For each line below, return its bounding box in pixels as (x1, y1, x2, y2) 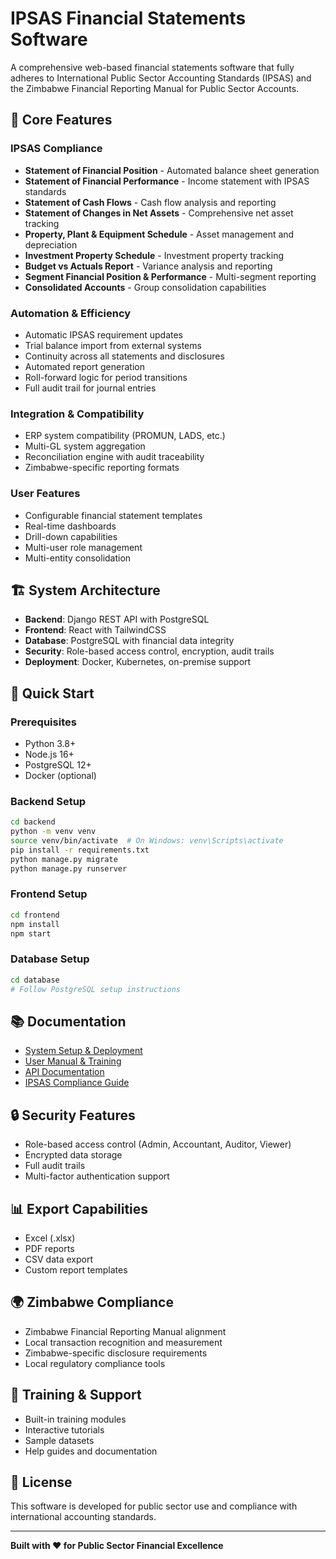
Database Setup (10, 952, 90, 966)
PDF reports (24, 1242, 75, 1254)
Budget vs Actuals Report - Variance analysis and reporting (24, 260, 273, 272)
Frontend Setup (10, 887, 88, 901)
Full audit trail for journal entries (24, 382, 157, 394)
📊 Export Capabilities (10, 1200, 149, 1217)
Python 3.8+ (24, 738, 77, 750)
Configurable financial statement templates (24, 509, 203, 521)
